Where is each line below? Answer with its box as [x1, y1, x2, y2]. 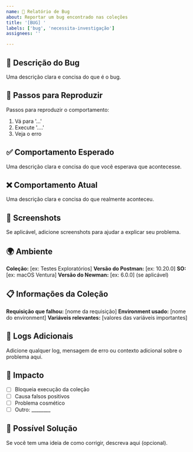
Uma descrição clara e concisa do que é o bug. [6, 73, 122, 80]
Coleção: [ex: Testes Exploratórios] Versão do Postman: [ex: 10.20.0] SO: [6, 265, 187, 272]
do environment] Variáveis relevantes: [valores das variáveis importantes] [6, 314, 188, 321]
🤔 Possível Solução [6, 424, 78, 434]
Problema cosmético [14, 399, 65, 407]
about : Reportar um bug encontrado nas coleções [6, 14, 128, 20]
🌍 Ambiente [6, 246, 53, 256]
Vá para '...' [14, 118, 42, 125]
